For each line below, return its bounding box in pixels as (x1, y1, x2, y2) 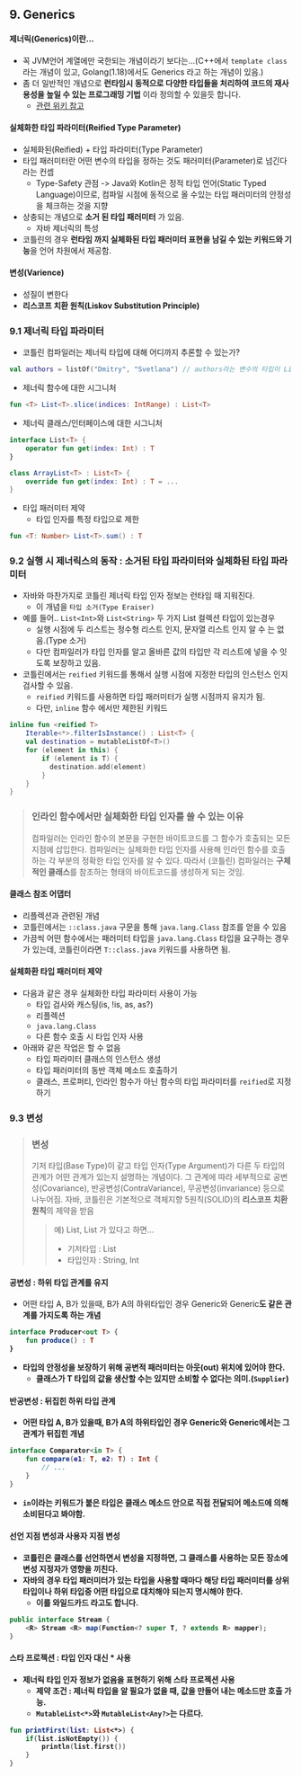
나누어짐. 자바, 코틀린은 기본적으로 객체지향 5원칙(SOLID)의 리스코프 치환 (31, 1194, 288, 1205)
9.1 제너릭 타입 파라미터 (9, 324, 105, 337)
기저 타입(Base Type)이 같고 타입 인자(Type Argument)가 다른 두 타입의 (31, 1160, 286, 1171)
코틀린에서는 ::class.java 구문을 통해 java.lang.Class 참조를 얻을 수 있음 (22, 921, 288, 932)
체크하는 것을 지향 (45, 200, 109, 210)
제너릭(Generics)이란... (9, 33, 94, 44)
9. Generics (9, 7, 75, 22)
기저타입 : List (66, 1244, 117, 1255)
